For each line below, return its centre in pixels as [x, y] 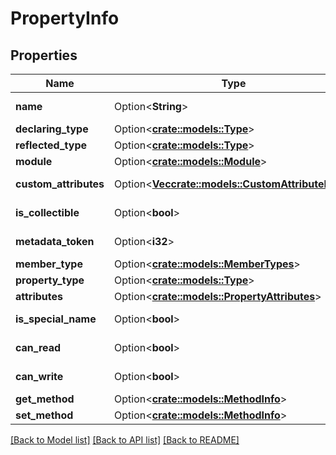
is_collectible [47, 212]
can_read [38, 347]
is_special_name [56, 319]
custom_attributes [60, 184]
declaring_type [52, 129]
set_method [44, 415]
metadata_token [55, 241]
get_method [45, 399]
